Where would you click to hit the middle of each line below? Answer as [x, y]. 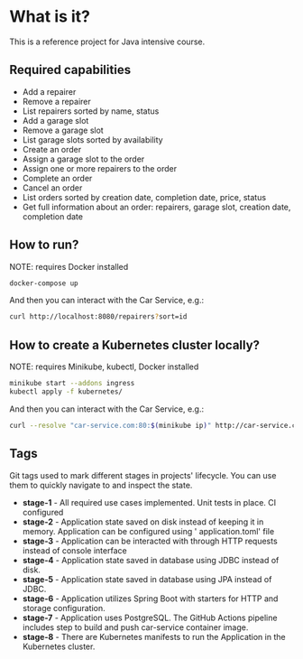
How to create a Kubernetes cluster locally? [134, 345]
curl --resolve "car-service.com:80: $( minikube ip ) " [110, 425]
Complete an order [57, 178]
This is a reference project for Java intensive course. [107, 42]
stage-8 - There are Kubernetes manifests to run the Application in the [154, 636]
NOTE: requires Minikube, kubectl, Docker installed [104, 367]
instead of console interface [75, 550]
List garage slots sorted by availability [93, 139]
